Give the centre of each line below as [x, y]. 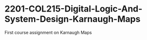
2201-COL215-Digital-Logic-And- [73, 9]
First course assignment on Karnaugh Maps [48, 32]
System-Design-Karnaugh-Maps [73, 19]
